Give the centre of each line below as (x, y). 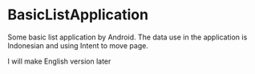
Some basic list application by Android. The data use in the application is (127, 37)
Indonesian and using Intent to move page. (78, 45)
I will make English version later (59, 61)
